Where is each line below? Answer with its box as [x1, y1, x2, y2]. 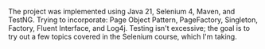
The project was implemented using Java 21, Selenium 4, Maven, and [8, 7, 236, 16]
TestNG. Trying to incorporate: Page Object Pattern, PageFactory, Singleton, [8, 15, 259, 24]
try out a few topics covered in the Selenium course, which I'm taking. [8, 32, 237, 41]
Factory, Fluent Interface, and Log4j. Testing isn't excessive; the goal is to [8, 24, 251, 32]
